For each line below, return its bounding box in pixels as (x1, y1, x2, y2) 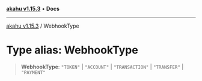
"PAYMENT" (20, 69, 46, 76)
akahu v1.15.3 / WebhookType (6, 22, 79, 29)
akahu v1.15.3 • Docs (6, 5, 60, 12)
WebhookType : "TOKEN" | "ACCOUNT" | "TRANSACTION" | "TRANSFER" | (20, 63, 184, 70)
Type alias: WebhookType (6, 43, 138, 57)
